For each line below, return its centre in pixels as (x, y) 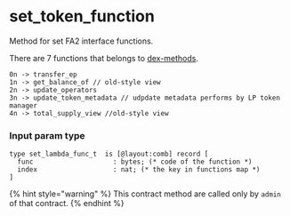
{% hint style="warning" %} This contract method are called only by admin (145, 194)
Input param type (48, 135)
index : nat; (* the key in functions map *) (139, 170)
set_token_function (82, 16)
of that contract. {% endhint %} (67, 204)
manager (24, 105)
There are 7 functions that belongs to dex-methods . (104, 58)
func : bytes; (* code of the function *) (135, 162)
